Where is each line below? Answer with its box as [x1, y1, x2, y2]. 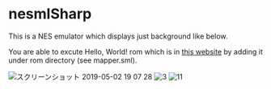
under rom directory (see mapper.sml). [8, 55, 138, 65]
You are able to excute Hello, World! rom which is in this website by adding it [8, 47, 263, 56]
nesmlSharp [8, 5, 92, 23]
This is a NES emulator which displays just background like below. [8, 31, 228, 41]
